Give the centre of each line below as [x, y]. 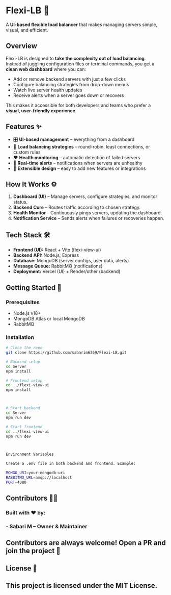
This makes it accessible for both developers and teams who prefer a [78, 105]
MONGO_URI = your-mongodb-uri [36, 473]
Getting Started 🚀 [34, 288]
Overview [22, 46]
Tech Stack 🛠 [28, 235]
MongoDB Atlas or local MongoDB [49, 318]
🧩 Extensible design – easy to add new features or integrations [79, 168]
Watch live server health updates [48, 90]
